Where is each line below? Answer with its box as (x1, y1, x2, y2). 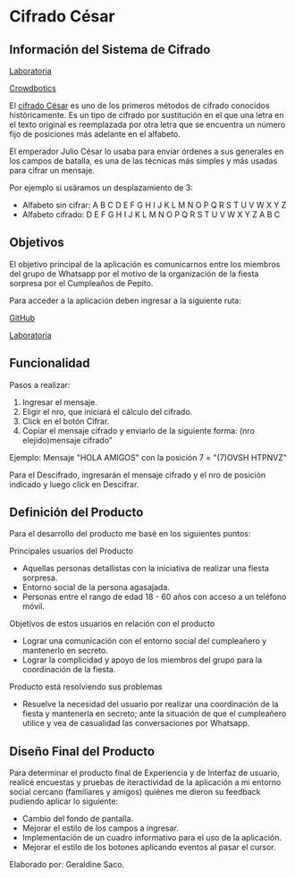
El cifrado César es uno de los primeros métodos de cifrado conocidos (9, 100, 270, 111)
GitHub (9, 312, 36, 323)
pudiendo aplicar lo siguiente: (9, 796, 119, 806)
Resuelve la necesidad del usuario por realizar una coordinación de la (21, 699, 279, 710)
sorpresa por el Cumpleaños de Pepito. (9, 277, 154, 288)
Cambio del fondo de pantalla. (21, 814, 134, 824)
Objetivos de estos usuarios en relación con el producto (9, 619, 215, 629)
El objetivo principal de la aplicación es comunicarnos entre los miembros (9, 258, 281, 269)
